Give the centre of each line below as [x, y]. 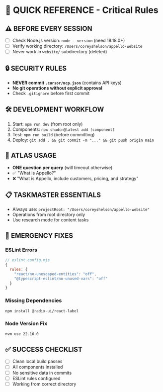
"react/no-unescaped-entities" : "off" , [55, 274]
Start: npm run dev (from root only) [47, 124]
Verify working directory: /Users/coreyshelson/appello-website [77, 46]
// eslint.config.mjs [28, 260]
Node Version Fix [26, 324]
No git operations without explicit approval [57, 88]
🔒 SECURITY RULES [36, 68]
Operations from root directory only [49, 215]
